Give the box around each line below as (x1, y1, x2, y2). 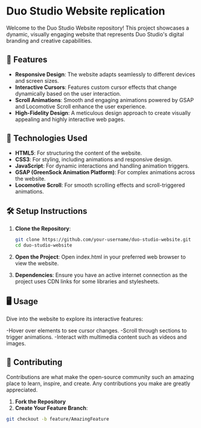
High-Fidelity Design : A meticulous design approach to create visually (14, 109, 191, 116)
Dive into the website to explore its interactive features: (6, 315, 144, 322)
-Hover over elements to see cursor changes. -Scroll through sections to (6, 326, 187, 334)
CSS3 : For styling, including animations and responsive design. (14, 155, 173, 163)
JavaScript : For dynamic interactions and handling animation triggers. (14, 162, 190, 169)
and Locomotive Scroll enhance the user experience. (14, 103, 147, 110)
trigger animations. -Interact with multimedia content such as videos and (6, 333, 187, 340)
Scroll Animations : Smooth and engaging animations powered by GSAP (14, 96, 194, 103)
